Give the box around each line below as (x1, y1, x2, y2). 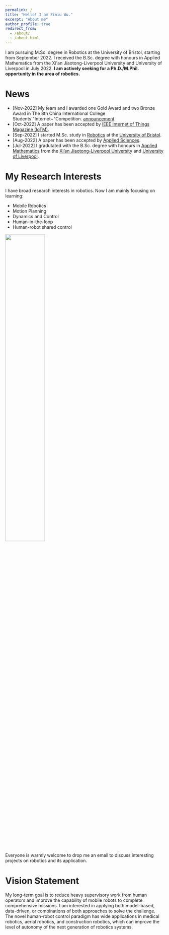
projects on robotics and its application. (5, 857, 87, 863)
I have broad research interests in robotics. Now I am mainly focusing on (5, 187, 155, 193)
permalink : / (5, 7, 33, 13)
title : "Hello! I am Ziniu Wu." (5, 12, 73, 17)
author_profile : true (5, 21, 51, 27)
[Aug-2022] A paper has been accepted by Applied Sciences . (12, 137, 141, 143)
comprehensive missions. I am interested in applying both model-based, (5, 902, 155, 908)
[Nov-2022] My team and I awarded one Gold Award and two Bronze (12, 105, 155, 111)
